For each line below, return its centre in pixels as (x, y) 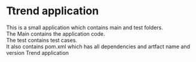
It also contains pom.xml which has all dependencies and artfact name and (98, 46)
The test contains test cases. (42, 40)
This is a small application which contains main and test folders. (85, 27)
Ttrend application (53, 11)
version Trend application (38, 52)
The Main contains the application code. (56, 33)
